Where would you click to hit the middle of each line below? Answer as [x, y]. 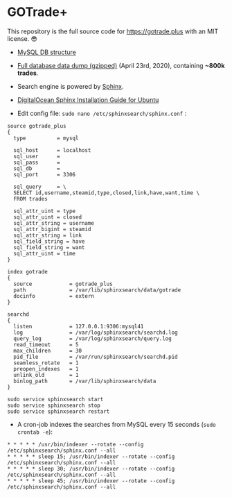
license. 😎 [23, 38]
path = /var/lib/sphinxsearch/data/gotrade [97, 290]
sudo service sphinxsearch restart [59, 411]
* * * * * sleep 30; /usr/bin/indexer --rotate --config [91, 469]
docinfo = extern [54, 296]
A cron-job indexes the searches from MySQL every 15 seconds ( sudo [116, 424]
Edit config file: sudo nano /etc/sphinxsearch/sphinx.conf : [102, 113]
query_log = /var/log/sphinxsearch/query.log [92, 338]
